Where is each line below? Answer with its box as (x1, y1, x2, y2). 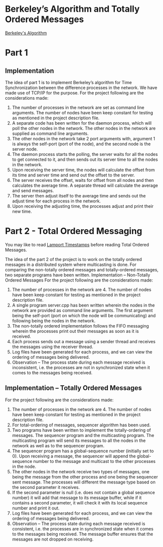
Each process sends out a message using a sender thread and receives (12, 338, 156, 344)
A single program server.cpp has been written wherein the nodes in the (12, 302, 155, 308)
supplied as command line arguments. (12, 131, 89, 136)
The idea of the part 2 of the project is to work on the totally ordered (5, 256, 142, 262)
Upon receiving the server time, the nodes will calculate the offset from (12, 167, 155, 173)
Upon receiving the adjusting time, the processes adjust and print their (12, 203, 154, 209)
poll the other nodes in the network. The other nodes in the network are (12, 125, 156, 131)
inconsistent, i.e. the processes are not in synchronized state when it (12, 364, 150, 370)
